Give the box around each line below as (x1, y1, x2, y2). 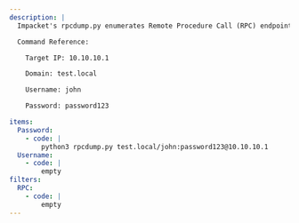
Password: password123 (25, 101, 109, 111)
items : (9, 117, 34, 126)
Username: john (25, 85, 82, 94)
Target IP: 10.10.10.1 (25, 53, 109, 62)
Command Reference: (17, 37, 90, 46)
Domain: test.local (25, 69, 98, 78)
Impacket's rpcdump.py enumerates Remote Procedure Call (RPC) (17, 21, 256, 30)
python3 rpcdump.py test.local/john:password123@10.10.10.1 (41, 142, 269, 151)
